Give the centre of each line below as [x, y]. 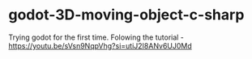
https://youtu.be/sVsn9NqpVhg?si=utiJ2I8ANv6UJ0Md [100, 45]
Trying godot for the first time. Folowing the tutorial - [96, 37]
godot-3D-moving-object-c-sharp [126, 15]
